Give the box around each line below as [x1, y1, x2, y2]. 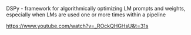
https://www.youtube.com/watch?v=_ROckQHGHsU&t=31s [6, 23, 149, 29]
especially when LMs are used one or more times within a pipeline [6, 11, 166, 18]
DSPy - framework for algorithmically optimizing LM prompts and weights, [6, 5, 186, 12]
